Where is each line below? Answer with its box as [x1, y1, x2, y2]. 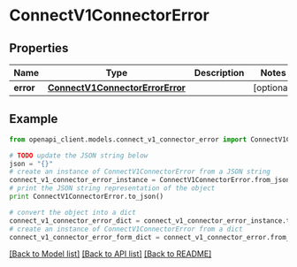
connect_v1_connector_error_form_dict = [9, 233, 161, 241]
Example [9, 111, 58, 126]
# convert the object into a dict [9, 208, 137, 217]
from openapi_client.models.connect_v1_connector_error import [9, 134, 247, 144]
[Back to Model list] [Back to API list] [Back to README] [9, 248, 212, 259]
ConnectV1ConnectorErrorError [47, 81, 186, 94]
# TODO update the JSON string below [9, 151, 148, 160]
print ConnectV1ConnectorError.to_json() [9, 192, 164, 202]
